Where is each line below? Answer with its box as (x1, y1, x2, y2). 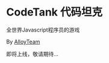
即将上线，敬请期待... (6, 50, 59, 57)
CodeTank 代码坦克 (6, 5, 103, 19)
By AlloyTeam (6, 38, 40, 45)
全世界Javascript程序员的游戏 (6, 26, 80, 33)
